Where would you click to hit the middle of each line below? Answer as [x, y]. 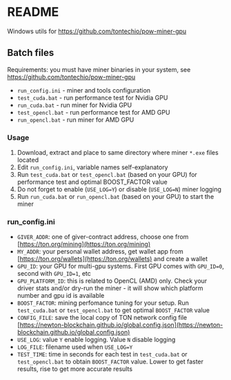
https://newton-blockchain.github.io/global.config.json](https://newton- [121, 325]
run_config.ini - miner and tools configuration [84, 90]
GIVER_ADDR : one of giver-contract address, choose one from [103, 237]
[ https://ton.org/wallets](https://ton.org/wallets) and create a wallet [112, 259]
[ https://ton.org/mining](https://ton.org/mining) [84, 244]
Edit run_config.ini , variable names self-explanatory [92, 167]
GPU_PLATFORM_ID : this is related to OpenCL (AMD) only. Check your [112, 281]
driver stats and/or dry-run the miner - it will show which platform [110, 288]
